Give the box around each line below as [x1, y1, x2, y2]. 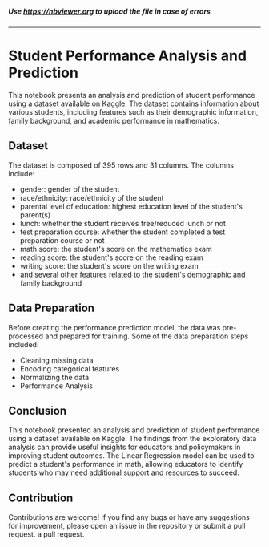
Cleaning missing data [19, 355, 94, 365]
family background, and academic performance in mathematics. [8, 115, 220, 125]
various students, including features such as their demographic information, [8, 107, 259, 116]
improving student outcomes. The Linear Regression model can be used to [8, 451, 255, 460]
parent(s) [19, 209, 51, 220]
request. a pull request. [8, 529, 85, 539]
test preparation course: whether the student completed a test [19, 227, 226, 237]
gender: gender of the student [19, 184, 120, 194]
